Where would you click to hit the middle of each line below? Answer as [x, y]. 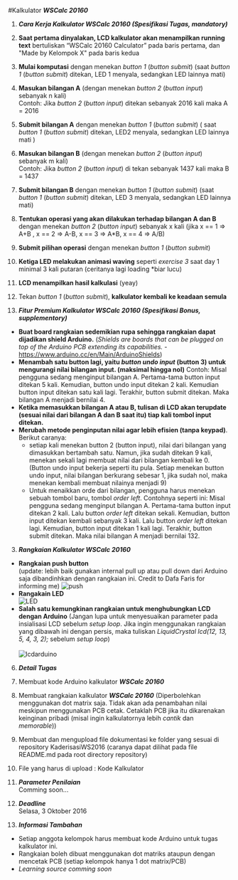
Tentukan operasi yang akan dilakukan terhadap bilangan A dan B [117, 219]
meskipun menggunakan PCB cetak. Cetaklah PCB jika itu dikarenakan [121, 710]
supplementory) [43, 318]
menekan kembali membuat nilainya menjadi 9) [98, 483]
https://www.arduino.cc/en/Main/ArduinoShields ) [90, 354]
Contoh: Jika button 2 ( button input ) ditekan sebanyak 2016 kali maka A [123, 103]
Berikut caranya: [42, 438]
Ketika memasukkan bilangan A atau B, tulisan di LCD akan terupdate [122, 407]
